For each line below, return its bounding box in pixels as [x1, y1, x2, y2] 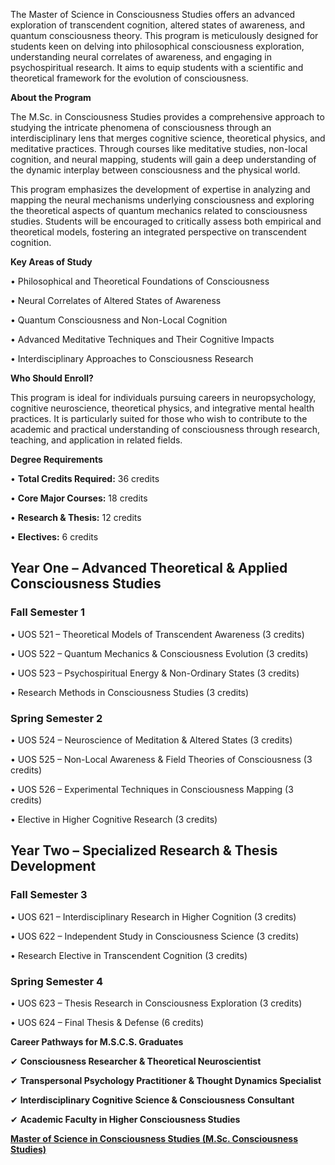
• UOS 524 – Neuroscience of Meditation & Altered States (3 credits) [10, 734, 293, 746]
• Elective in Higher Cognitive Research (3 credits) [10, 813, 218, 825]
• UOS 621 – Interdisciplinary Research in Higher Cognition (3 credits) [10, 910, 297, 923]
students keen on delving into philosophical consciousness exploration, [10, 40, 305, 52]
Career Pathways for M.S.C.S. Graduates [10, 1035, 184, 1048]
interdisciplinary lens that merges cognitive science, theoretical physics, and [10, 132, 326, 144]
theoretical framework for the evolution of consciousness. [10, 72, 249, 84]
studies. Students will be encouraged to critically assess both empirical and [10, 215, 322, 227]
